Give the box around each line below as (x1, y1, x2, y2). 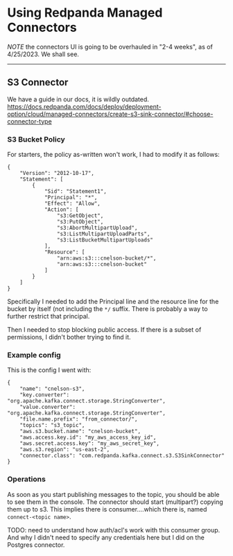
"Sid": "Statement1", (44, 188, 107, 195)
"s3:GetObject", (56, 212, 104, 219)
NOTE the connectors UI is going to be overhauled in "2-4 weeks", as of (7, 42, 213, 51)
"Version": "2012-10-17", (19, 170, 95, 177)
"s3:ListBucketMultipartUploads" (56, 237, 154, 244)
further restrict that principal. (7, 312, 90, 321)
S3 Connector (7, 76, 69, 88)
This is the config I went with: (7, 366, 92, 374)
